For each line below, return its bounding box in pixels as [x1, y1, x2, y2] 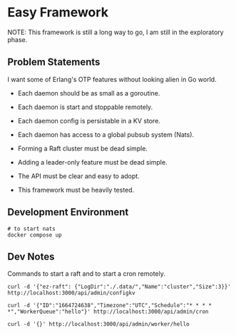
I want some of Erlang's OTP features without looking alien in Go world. [7, 75, 217, 83]
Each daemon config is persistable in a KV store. [17, 116, 160, 125]
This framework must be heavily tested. [17, 185, 135, 194]
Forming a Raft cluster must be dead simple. [17, 144, 148, 153]
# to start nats [7, 225, 56, 232]
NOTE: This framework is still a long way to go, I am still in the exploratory [7, 28, 224, 36]
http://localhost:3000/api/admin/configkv [7, 289, 135, 297]
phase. [7, 35, 28, 43]
